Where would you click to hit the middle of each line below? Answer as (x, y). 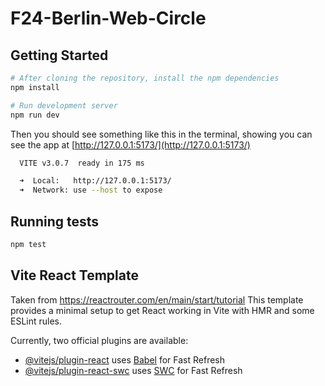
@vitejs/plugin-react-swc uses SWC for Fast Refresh (133, 370)
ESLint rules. (36, 321)
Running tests (55, 221)
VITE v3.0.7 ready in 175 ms (82, 163)
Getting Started (59, 55)
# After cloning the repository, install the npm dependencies (145, 78)
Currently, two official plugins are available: (99, 340)
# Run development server (64, 105)
